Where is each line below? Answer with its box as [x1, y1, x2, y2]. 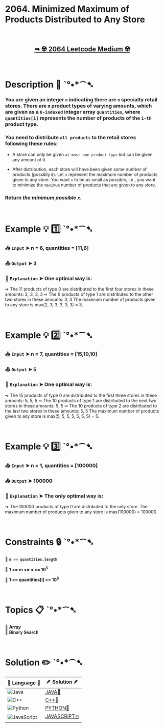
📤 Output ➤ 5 [5, 366, 37, 373]
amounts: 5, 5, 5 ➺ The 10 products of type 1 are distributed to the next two [5, 397, 157, 404]
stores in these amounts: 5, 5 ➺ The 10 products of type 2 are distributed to [5, 403, 157, 408]
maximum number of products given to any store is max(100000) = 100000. [5, 509, 158, 515]
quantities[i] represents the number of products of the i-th [5, 115, 152, 121]
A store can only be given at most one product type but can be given [12, 151, 153, 157]
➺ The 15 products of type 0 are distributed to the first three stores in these [5, 392, 157, 398]
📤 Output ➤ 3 [5, 260, 37, 267]
